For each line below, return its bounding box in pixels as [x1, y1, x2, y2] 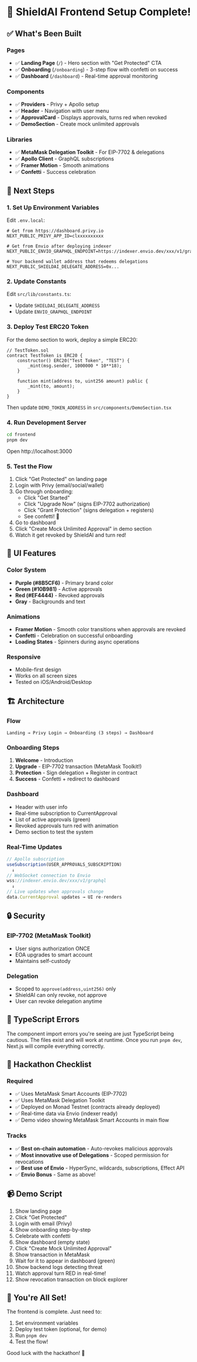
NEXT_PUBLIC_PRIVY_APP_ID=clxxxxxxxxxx [6, 233, 104, 239]
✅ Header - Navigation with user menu [15, 108, 109, 115]
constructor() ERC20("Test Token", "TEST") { [17, 357, 130, 363]
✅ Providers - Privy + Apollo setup [15, 101, 99, 108]
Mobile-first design [15, 666, 61, 673]
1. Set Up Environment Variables [6, 203, 99, 211]
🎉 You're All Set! [6, 1292, 67, 1302]
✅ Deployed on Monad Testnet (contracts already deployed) [15, 1103, 160, 1110]
